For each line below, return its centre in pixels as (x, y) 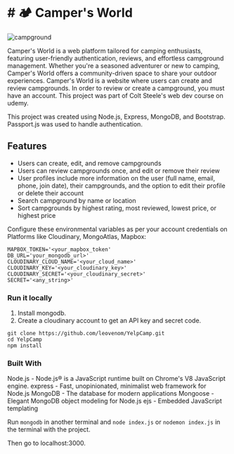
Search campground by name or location (77, 200)
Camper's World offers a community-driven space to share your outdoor (112, 73)
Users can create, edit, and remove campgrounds (89, 163)
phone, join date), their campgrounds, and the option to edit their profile (122, 186)
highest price (37, 215)
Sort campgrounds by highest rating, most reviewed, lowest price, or (117, 208)
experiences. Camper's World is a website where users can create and (110, 80)
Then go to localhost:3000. (47, 443)
